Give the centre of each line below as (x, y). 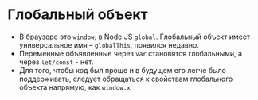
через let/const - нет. (56, 62)
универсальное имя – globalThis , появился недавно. (109, 44)
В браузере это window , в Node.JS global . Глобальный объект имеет (135, 37)
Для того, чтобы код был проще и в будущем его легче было (122, 70)
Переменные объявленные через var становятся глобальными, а (131, 53)
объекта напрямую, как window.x (74, 87)
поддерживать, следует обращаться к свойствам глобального (126, 79)
